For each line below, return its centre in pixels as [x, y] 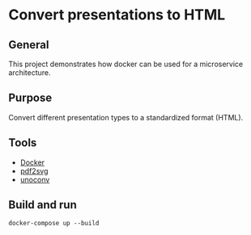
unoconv [35, 179]
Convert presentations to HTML [117, 15]
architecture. [30, 73]
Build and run [43, 205]
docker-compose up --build [54, 224]
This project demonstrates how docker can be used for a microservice [126, 64]
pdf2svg [34, 170]
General [29, 45]
